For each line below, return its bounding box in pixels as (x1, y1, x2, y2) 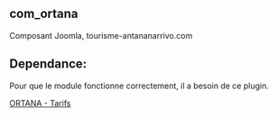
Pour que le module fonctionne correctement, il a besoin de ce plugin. (9, 80, 269, 91)
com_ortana (9, 6, 79, 22)
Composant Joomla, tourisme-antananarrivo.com (9, 30, 193, 40)
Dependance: (9, 57, 88, 72)
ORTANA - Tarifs (9, 97, 71, 108)
